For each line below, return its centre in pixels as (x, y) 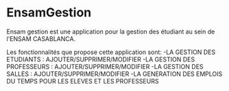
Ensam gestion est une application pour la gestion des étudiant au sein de (111, 31)
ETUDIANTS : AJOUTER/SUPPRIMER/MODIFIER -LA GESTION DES (101, 59)
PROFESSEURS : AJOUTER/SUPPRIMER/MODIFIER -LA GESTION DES (105, 66)
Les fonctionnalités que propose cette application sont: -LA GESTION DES (111, 52)
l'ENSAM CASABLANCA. (41, 38)
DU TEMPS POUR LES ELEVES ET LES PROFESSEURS (83, 81)
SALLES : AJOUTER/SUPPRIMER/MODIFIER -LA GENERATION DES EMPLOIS (114, 74)
